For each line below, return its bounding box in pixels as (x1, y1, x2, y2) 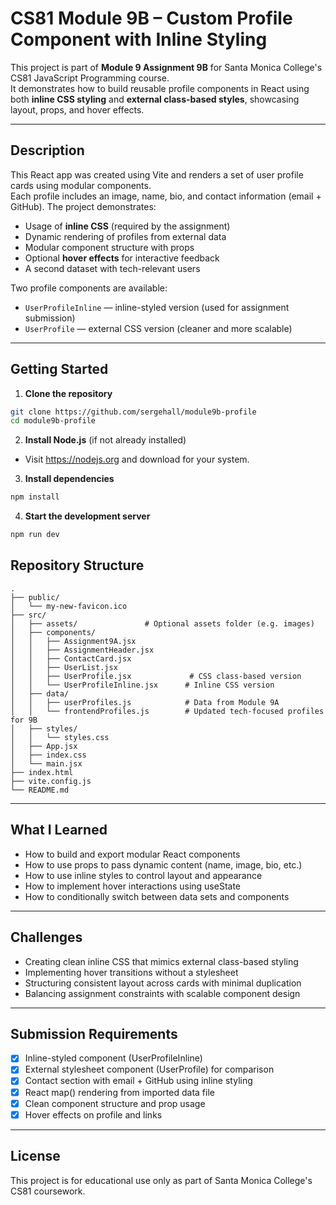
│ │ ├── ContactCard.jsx (10, 653, 132, 664)
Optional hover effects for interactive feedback (24, 252, 220, 264)
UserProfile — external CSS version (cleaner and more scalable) (24, 322, 293, 334)
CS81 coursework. (10, 1185, 86, 1197)
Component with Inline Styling (10, 28, 268, 51)
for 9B (10, 715, 38, 725)
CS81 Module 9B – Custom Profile (10, 7, 293, 30)
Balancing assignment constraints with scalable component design (24, 987, 301, 999)
